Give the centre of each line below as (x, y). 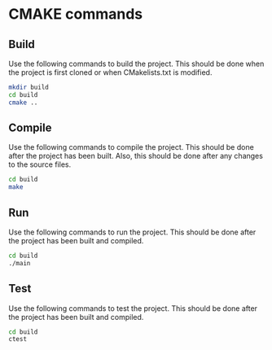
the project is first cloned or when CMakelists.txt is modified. (110, 72)
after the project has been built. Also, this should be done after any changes (136, 156)
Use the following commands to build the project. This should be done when (136, 63)
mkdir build (29, 87)
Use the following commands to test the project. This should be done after (133, 308)
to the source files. (40, 164)
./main (20, 263)
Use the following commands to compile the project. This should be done (131, 147)
